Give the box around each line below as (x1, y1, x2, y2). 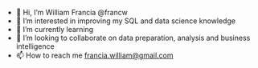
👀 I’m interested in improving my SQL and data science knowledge (15, 16, 235, 26)
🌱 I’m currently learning (15, 25, 94, 34)
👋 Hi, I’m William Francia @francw (15, 8, 129, 17)
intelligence (15, 42, 55, 51)
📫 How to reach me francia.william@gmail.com (15, 50, 174, 60)
